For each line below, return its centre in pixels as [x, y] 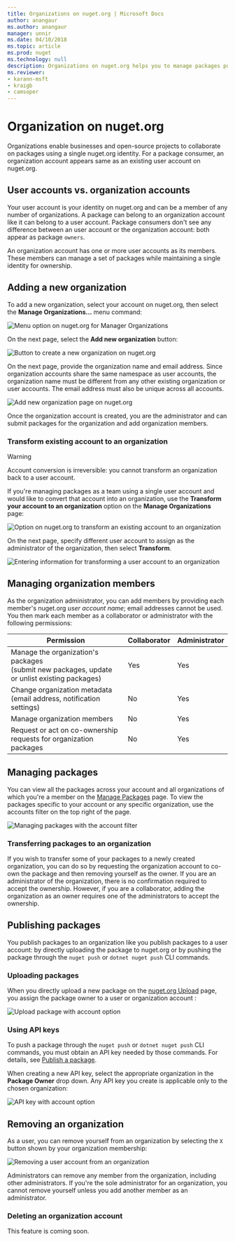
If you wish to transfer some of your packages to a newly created [101, 859]
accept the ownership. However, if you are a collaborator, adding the [106, 888]
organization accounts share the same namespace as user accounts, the [112, 374]
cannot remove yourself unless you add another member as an [98, 1190]
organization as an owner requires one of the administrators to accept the [113, 896]
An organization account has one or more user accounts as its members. [112, 250]
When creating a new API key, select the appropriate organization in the [111, 1074]
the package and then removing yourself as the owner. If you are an [119, 873]
